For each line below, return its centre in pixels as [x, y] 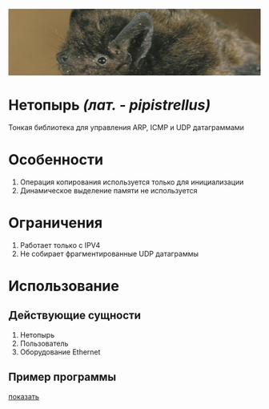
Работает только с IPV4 [60, 245]
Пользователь [44, 343]
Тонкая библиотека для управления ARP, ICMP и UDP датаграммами [126, 127]
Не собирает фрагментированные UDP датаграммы [109, 253]
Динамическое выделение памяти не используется [108, 190]
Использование [64, 286]
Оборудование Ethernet [60, 352]
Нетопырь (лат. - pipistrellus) [109, 105]
